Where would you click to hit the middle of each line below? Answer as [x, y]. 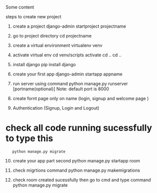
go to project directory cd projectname [52, 36]
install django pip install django [44, 64]
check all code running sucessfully [79, 128]
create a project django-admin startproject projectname [69, 26]
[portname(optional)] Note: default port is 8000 [61, 89]
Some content [20, 7]
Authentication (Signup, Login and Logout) [56, 108]
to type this [29, 138]
